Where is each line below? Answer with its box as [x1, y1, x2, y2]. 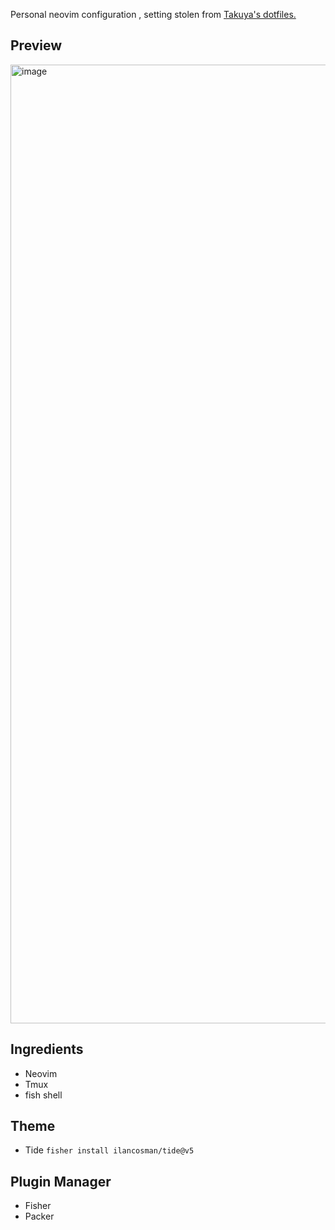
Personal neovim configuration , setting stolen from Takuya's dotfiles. [10, 9, 297, 20]
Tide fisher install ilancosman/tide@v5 [24, 1144, 195, 1156]
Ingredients [10, 1041, 84, 1058]
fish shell [24, 1089, 63, 1101]
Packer [24, 1210, 55, 1223]
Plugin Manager [10, 1173, 112, 1190]
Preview [10, 37, 63, 54]
